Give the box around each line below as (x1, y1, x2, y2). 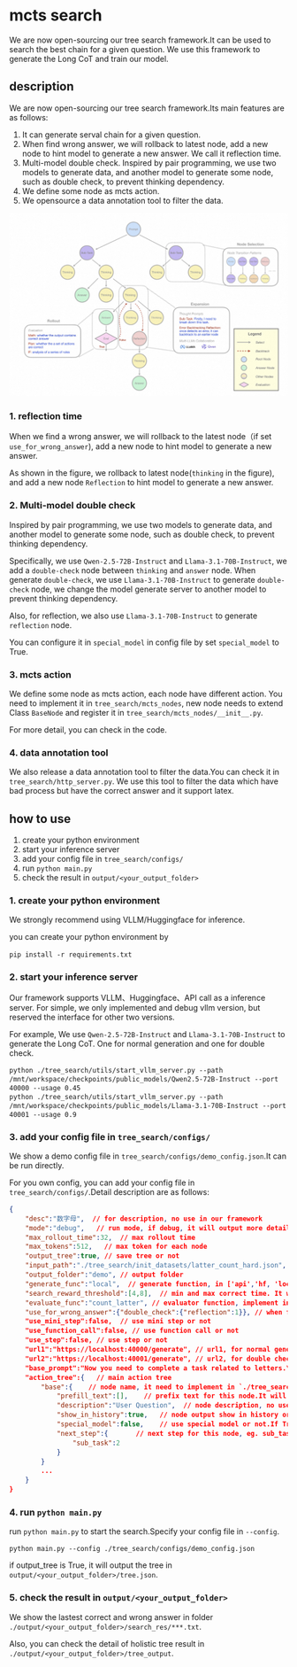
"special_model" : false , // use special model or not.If (56, 1420, 278, 1429)
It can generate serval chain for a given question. (21, 129, 202, 140)
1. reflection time (9, 409, 82, 422)
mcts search (9, 5, 103, 26)
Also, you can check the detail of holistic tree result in (9, 1638, 205, 1648)
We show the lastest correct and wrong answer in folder (9, 1611, 214, 1622)
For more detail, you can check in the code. (9, 724, 168, 735)
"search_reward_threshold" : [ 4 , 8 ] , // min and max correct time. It (25, 1289, 283, 1298)
